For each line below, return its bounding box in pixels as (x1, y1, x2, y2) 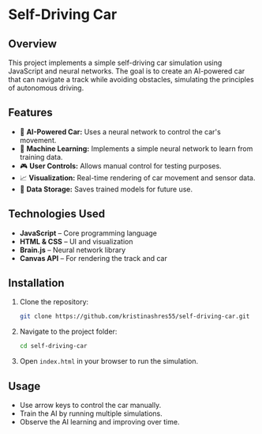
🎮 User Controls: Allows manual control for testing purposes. (19, 160, 223, 171)
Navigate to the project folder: (19, 326, 118, 337)
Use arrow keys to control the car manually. (19, 401, 162, 409)
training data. (19, 152, 63, 161)
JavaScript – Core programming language (19, 228, 158, 238)
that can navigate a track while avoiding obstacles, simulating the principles (8, 75, 254, 84)
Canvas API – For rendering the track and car (19, 253, 167, 262)
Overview (8, 37, 58, 51)
